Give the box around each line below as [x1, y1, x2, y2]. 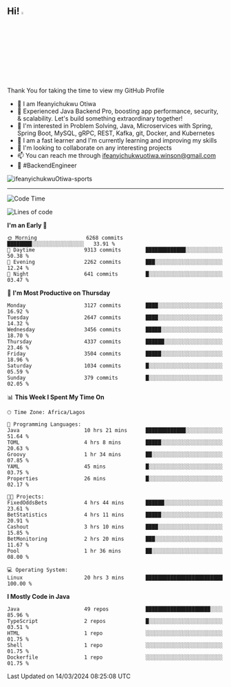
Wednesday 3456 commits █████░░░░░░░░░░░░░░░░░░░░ [7, 326, 223, 333]
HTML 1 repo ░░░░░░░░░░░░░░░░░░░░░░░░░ [7, 630, 223, 637]
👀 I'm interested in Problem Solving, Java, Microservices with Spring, [16, 121, 213, 130]
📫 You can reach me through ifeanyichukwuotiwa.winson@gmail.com [16, 151, 217, 159]
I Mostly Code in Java [7, 592, 70, 600]
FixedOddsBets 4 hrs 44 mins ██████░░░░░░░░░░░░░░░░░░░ [7, 499, 223, 506]
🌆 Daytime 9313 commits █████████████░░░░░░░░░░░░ [7, 246, 223, 254]
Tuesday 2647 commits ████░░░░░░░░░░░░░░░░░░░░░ [7, 314, 223, 321]
